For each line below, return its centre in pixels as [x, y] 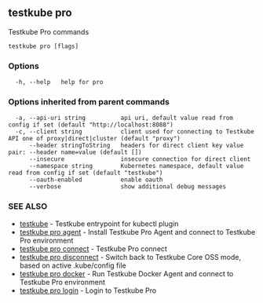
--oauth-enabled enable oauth [96, 180]
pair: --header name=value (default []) [75, 152]
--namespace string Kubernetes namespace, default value [136, 166]
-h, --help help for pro [59, 82]
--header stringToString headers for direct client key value [136, 146]
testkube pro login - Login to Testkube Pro [88, 290]
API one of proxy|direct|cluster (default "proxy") [94, 139]
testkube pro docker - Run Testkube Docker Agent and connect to [126, 273]
